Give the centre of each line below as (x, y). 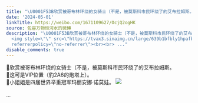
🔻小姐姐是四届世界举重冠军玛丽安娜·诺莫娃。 (60, 82)
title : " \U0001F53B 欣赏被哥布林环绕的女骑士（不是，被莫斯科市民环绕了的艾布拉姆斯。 (100, 11)
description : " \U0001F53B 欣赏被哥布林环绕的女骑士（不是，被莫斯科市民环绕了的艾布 (99, 34)
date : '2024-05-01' (30, 17)
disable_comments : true (35, 50)
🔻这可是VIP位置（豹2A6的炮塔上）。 (49, 75)
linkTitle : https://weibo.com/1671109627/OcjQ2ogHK (71, 22)
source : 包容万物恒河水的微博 (39, 28)
